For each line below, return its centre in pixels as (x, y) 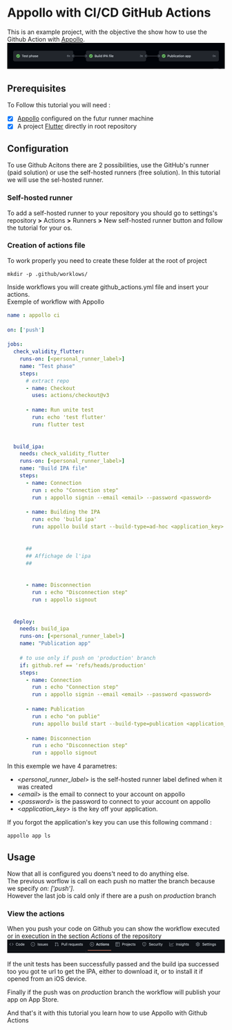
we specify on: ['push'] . (41, 888)
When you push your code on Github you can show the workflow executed (113, 929)
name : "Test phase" (48, 366)
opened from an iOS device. (47, 978)
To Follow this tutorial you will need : (59, 105)
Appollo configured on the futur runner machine (85, 118)
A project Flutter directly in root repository (77, 127)
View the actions (36, 913)
